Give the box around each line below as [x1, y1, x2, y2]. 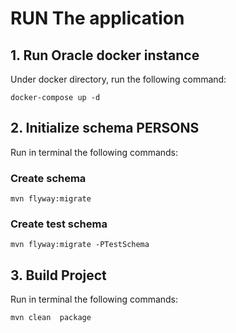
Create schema [10, 171, 87, 185]
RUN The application [10, 7, 185, 30]
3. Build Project [10, 267, 107, 284]
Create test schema [10, 217, 108, 231]
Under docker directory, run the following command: [10, 73, 227, 85]
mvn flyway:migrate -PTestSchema [10, 240, 150, 250]
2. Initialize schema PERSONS [10, 120, 200, 137]
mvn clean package [10, 313, 92, 323]
